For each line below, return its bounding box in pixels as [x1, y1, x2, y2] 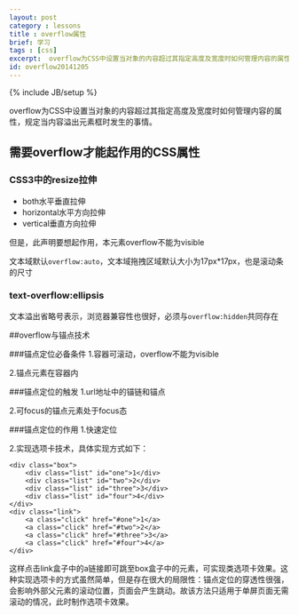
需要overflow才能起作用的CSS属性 [9, 145, 200, 160]
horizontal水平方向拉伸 [21, 206, 106, 218]
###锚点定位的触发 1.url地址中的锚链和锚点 [9, 386, 166, 396]
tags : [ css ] [9, 46, 58, 55]
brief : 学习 [9, 37, 51, 47]
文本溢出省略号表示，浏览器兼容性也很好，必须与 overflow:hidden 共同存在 [9, 310, 279, 321]
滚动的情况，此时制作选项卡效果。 [9, 596, 134, 607]
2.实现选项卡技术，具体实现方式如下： [9, 443, 149, 453]
